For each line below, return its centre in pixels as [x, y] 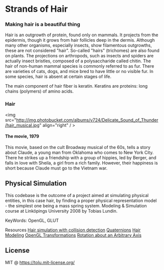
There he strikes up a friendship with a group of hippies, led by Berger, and [81, 157]
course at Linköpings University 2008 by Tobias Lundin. [61, 211]
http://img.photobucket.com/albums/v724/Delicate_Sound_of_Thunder [87, 120]
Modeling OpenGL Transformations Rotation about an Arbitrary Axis [73, 235]
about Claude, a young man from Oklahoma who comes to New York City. [80, 152]
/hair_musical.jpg [22, 125]
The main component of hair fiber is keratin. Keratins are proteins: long [76, 86]
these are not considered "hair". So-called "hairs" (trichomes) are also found [82, 50]
